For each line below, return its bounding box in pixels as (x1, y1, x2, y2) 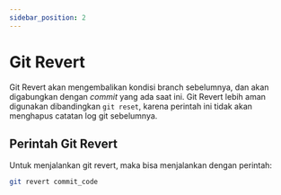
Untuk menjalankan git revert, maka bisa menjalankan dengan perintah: (9, 160, 272, 171)
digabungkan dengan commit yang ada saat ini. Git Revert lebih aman (9, 91, 267, 102)
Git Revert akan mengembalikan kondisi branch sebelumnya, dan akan (9, 82, 269, 93)
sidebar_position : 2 (9, 13, 87, 22)
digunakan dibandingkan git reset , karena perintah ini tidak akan (9, 101, 253, 111)
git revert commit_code (9, 177, 99, 187)
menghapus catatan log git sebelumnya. (9, 110, 158, 121)
